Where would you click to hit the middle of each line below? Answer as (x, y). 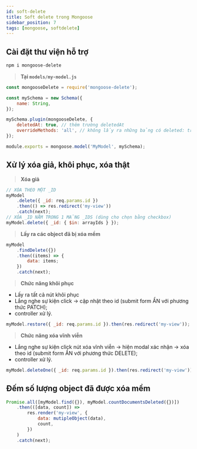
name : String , (34, 104)
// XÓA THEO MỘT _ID (31, 190)
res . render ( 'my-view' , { (57, 413)
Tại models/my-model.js (49, 77)
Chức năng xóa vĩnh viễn (52, 335)
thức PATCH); (31, 307)
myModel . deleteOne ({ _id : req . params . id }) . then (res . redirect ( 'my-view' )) (99, 370)
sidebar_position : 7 (31, 22)
